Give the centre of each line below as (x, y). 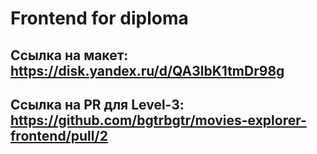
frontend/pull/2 (59, 135)
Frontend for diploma (99, 18)
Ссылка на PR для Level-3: (97, 104)
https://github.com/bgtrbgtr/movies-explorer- (158, 120)
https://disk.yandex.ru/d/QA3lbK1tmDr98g (147, 70)
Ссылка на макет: (69, 55)
